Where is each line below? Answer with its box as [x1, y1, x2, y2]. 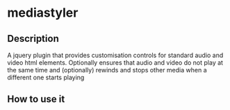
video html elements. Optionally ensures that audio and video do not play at [7, 58, 224, 67]
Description [7, 33, 59, 45]
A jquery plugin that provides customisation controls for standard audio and [7, 51, 224, 59]
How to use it [7, 93, 65, 105]
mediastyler [7, 5, 79, 21]
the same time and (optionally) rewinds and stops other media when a [7, 66, 207, 74]
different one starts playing [7, 73, 85, 81]
